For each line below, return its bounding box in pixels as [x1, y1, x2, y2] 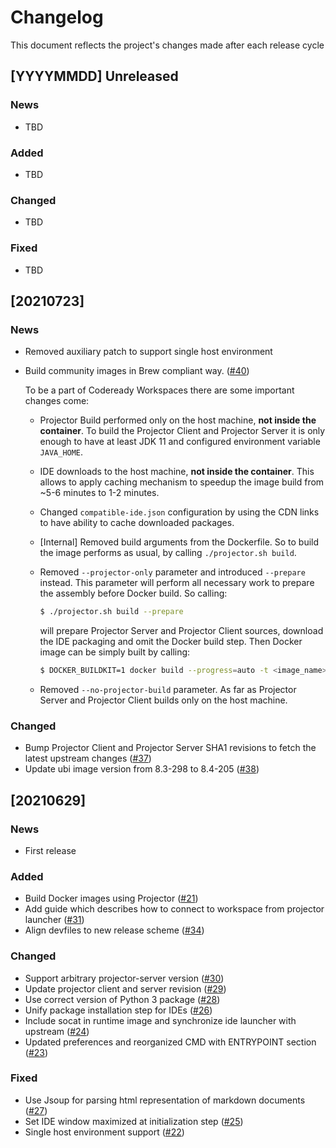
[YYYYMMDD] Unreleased [10, 68, 179, 85]
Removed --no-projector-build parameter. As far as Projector [39, 683, 297, 695]
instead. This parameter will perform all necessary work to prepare [39, 577, 315, 589]
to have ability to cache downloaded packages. [39, 517, 235, 529]
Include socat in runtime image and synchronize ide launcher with [24, 1014, 297, 1026]
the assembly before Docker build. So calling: [39, 587, 228, 600]
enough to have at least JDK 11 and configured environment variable [39, 436, 321, 448]
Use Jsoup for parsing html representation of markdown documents [24, 1094, 306, 1106]
